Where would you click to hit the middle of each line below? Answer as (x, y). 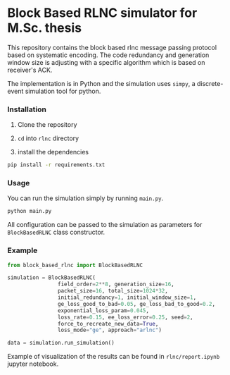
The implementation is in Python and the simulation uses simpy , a (101, 83)
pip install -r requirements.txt (56, 165)
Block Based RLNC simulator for (102, 13)
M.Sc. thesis (45, 28)
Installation (27, 109)
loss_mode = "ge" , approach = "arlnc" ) (109, 330)
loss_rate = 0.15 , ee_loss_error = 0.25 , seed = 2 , (125, 317)
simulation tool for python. (63, 91)
